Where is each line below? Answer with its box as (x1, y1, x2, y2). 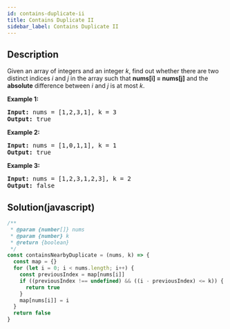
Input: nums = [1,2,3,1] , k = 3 (7, 109, 117, 116)
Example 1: (7, 95, 39, 104)
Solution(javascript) (7, 201, 95, 213)
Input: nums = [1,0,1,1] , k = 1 (7, 142, 117, 149)
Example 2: (7, 129, 40, 137)
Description (7, 48, 59, 60)
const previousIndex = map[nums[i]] (19, 271, 126, 278)
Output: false (7, 182, 55, 190)
